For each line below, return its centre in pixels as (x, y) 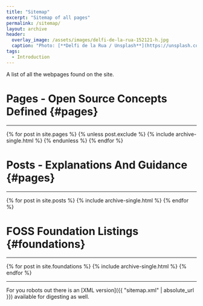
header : (16, 35)
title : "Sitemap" (28, 12)
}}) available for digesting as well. (48, 297)
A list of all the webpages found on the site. (60, 74)
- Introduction (31, 57)
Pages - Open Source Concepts (87, 98)
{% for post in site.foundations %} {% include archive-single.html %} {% (97, 267)
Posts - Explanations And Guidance (97, 165)
